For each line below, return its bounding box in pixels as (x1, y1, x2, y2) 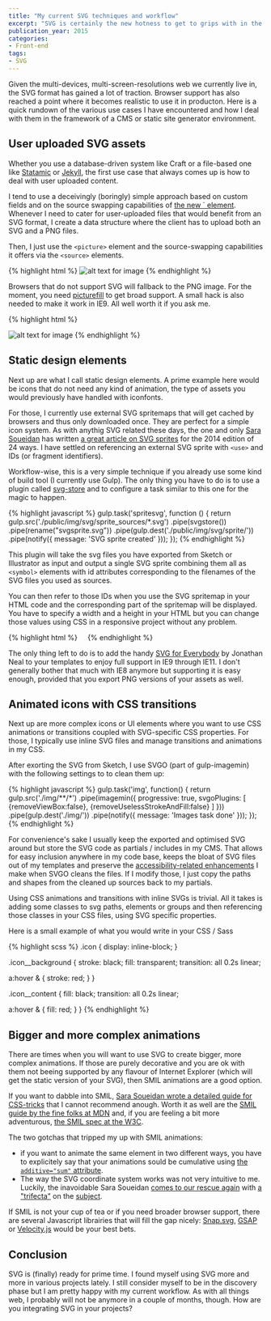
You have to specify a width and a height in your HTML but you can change (8, 608, 260, 618)
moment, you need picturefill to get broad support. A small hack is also (8, 290, 244, 299)
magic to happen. (8, 492, 67, 502)
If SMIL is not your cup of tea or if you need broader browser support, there (8, 1207, 260, 1217)
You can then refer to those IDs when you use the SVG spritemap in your (8, 591, 251, 601)
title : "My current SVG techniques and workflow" (8, 11, 180, 20)
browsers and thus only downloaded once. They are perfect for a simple (8, 416, 249, 426)
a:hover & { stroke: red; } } (8, 973, 95, 983)
